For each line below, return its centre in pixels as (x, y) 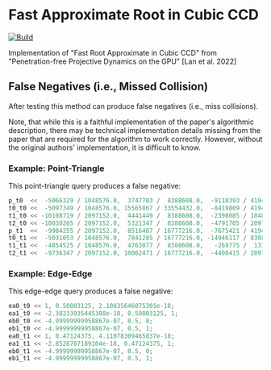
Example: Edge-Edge (50, 273)
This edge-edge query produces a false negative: (91, 291)
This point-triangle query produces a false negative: (95, 186)
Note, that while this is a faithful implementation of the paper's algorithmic (131, 122)
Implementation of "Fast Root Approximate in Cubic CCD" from (113, 52)
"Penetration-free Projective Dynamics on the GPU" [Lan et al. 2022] (123, 61)
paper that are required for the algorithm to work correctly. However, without (135, 139)
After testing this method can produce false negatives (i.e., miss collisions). (133, 106)
